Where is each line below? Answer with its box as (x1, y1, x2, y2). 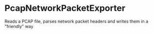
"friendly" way (4, 23, 34, 29)
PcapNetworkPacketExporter (4, 3, 126, 14)
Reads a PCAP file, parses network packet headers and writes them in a (4, 18, 149, 24)
